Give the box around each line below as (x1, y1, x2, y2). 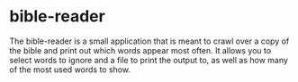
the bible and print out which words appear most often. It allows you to (9, 45, 272, 55)
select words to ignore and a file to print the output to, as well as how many (9, 54, 288, 65)
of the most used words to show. (9, 64, 131, 75)
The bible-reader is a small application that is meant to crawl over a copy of (9, 36, 290, 46)
